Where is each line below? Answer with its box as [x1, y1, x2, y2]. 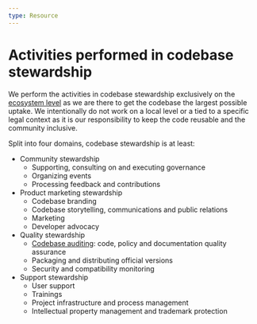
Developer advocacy [31, 221, 100, 231]
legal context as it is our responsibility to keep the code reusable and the [8, 115, 246, 124]
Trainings [31, 289, 63, 299]
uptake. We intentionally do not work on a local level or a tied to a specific [8, 106, 250, 115]
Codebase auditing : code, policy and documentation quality [31, 238, 228, 248]
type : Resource [8, 11, 59, 20]
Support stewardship [19, 272, 89, 282]
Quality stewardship [19, 230, 86, 240]
